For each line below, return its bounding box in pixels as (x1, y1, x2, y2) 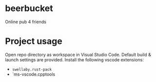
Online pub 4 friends (5, 19, 46, 25)
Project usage (5, 36, 62, 47)
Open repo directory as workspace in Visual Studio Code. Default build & (5, 52, 151, 57)
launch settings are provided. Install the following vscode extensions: (5, 56, 144, 63)
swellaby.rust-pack (12, 67, 52, 72)
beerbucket (5, 3, 53, 14)
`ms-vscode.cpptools (12, 71, 55, 77)
